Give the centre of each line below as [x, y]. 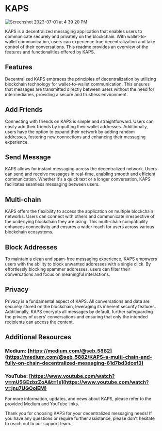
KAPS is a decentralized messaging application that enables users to [73, 31]
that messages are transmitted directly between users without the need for [80, 89]
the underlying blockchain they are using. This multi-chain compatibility [77, 222]
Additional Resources [38, 337]
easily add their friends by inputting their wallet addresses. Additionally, [76, 126]
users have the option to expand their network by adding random [70, 132]
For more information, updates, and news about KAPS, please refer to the [78, 399]
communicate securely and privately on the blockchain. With [65, 36]
